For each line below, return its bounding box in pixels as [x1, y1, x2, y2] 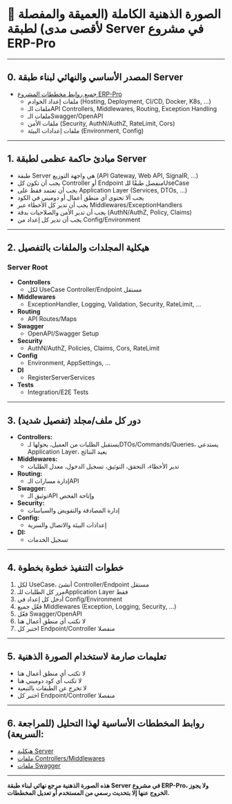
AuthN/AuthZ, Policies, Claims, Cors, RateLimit [27, 344, 160, 353]
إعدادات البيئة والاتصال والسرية [27, 521, 107, 529]
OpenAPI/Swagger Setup [27, 329, 99, 337]
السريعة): [7, 728, 44, 741]
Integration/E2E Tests [27, 388, 89, 396]
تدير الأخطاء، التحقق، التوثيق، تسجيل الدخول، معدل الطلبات [27, 462, 180, 471]
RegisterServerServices [27, 373, 95, 382]
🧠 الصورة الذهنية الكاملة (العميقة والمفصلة [7, 6, 221, 22]
